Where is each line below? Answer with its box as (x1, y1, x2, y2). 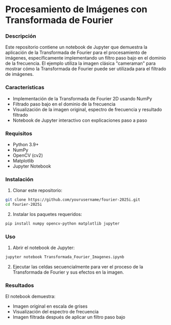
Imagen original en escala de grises (12, 303, 88, 309)
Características (5, 84, 44, 91)
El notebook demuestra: (5, 293, 56, 300)
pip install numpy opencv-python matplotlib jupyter (5, 221, 120, 226)
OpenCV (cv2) (12, 152, 43, 158)
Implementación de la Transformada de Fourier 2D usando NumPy (12, 95, 152, 101)
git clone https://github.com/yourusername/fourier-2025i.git (5, 197, 140, 202)
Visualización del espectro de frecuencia (12, 309, 99, 315)
